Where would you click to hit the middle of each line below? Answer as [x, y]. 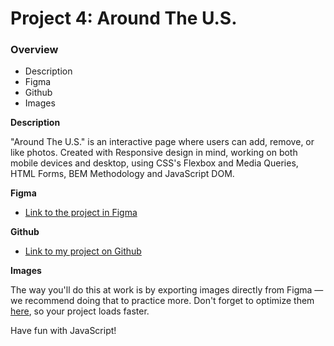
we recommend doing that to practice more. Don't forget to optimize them [162, 301]
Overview [34, 50]
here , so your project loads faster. [80, 311]
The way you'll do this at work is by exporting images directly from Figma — [167, 290]
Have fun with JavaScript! [63, 331]
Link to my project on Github [83, 251]
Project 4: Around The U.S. [124, 18]
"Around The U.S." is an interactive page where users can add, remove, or [162, 142]
